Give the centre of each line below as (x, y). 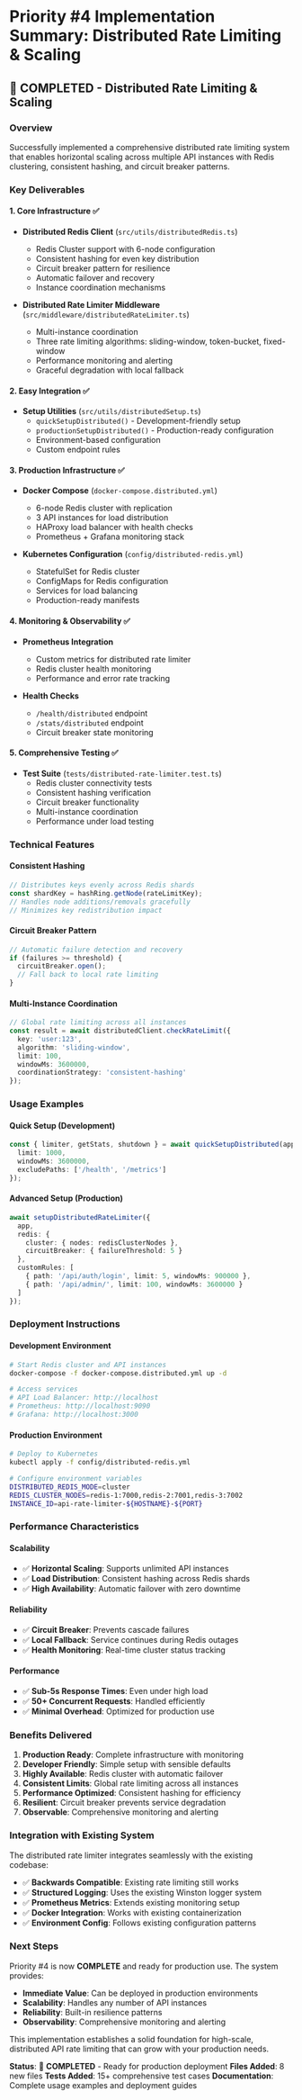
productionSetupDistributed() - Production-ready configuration (155, 430)
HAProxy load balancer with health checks (114, 527)
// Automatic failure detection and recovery (96, 950)
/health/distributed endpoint (92, 713)
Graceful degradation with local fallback (110, 370)
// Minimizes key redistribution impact (86, 910)
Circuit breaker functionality (87, 802)
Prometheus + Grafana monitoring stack (110, 536)
